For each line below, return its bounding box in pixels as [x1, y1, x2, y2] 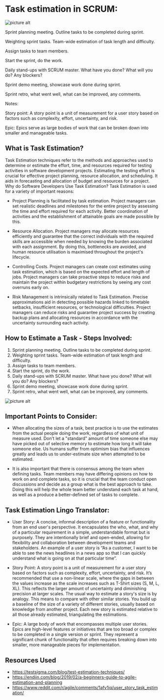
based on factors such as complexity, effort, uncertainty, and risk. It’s [12, 570, 152, 576]
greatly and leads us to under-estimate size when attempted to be [12, 451, 145, 457]
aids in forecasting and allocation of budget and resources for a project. [5, 178, 150, 184]
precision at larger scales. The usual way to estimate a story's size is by [12, 591, 157, 597]
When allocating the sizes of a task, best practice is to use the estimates [12, 425, 158, 431]
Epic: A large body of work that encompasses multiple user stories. [12, 621, 148, 627]
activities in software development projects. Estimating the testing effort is [5, 167, 155, 173]
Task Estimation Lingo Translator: [5, 506, 110, 514]
